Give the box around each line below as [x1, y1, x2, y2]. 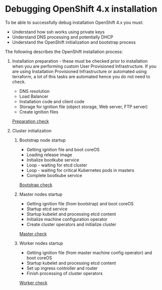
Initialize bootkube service [26, 157, 80, 163]
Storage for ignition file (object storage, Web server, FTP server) [19, 104, 148, 109]
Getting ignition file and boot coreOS [26, 146, 100, 152]
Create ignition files [19, 109, 59, 115]
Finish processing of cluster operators [26, 270, 103, 276]
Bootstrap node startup [19, 137, 66, 143]
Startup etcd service [26, 206, 68, 212]
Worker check [19, 280, 48, 286]
